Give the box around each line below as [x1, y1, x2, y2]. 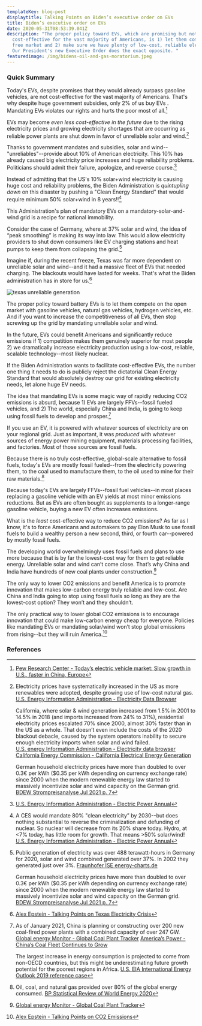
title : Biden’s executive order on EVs [7, 20, 107, 26]
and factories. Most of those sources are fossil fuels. [7, 443, 137, 450]
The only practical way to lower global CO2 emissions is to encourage [7, 610, 180, 617]
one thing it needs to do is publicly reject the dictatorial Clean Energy [7, 368, 177, 375]
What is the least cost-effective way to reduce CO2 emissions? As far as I [7, 517, 189, 524]
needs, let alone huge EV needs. [7, 381, 87, 388]
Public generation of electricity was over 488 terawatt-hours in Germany [15, 849, 195, 856]
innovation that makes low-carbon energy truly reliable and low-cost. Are [7, 586, 188, 593]
